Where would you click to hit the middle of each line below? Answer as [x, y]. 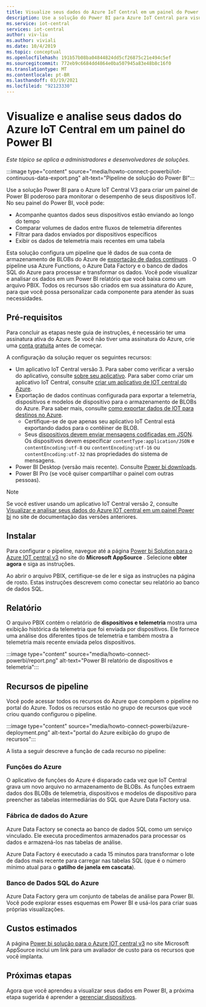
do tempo [27, 221]
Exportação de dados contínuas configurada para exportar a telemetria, [106, 395]
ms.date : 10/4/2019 [31, 47]
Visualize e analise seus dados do [94, 117]
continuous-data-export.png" [44, 178]
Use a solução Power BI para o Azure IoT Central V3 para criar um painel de [102, 190]
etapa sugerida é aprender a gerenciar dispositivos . [71, 997]
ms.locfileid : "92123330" [39, 86]
